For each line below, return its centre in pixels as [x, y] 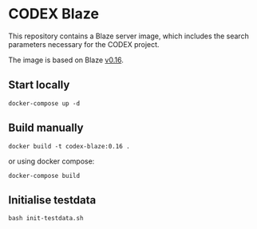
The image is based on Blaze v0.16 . [66, 60]
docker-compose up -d [44, 103]
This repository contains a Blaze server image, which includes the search [128, 36]
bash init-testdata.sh [46, 219]
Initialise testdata [52, 200]
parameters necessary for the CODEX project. [84, 44]
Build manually [46, 128]
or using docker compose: [51, 161]
